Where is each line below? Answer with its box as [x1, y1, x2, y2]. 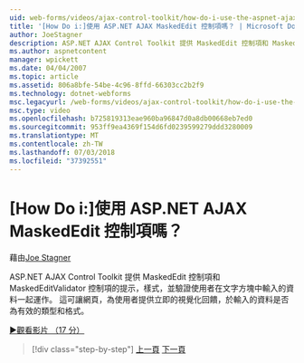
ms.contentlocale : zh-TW [9, 139, 103, 148]
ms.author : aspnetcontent [9, 47, 107, 56]
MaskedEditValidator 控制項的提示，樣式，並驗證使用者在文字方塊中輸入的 [9, 282, 287, 294]
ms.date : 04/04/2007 [9, 64, 88, 73]
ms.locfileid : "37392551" [9, 156, 107, 166]
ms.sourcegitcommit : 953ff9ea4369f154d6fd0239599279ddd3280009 [9, 123, 253, 132]
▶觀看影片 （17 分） [9, 325, 85, 336]
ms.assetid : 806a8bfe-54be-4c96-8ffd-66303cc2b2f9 [9, 81, 204, 90]
